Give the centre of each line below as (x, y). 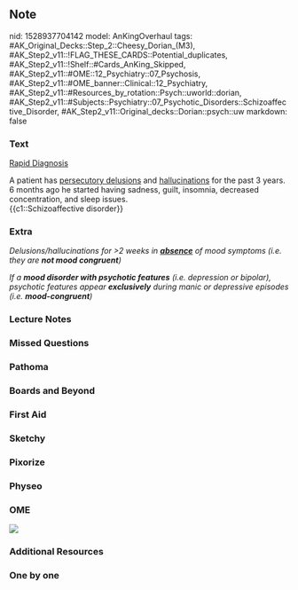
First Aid (28, 414)
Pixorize (27, 462)
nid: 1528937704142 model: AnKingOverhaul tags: (101, 35)
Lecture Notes (40, 319)
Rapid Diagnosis (39, 163)
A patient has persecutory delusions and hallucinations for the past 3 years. (147, 180)
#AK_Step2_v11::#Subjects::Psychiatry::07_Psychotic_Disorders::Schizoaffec (148, 102)
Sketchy (27, 438)
